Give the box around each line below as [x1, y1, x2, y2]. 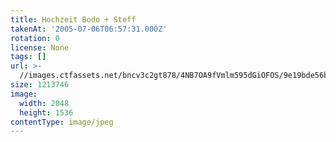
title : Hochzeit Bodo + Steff [10, 14, 137, 25]
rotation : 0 [10, 33, 60, 43]
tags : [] [10, 52, 47, 62]
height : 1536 [19, 107, 74, 118]
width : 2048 [19, 98, 70, 108]
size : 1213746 [10, 80, 70, 90]
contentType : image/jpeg [10, 117, 114, 127]
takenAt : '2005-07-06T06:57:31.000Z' [10, 24, 168, 34]
